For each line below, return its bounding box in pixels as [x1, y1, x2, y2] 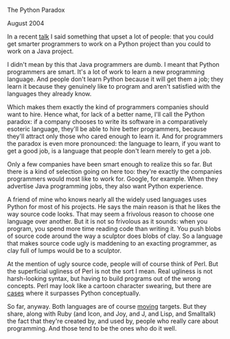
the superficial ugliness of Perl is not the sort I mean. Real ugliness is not [7, 267, 213, 275]
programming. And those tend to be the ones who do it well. [7, 325, 177, 332]
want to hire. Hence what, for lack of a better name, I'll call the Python [7, 110, 205, 118]
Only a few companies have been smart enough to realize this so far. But [7, 160, 213, 168]
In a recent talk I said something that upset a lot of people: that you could [7, 32, 214, 41]
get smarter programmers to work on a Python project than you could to [7, 40, 211, 47]
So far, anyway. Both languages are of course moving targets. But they [7, 303, 207, 310]
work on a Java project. [7, 47, 74, 55]
